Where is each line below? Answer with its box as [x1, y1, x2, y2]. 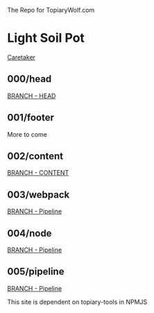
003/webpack [7, 189, 70, 201]
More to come [7, 130, 47, 138]
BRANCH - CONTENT [7, 169, 69, 177]
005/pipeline [7, 266, 65, 278]
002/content [7, 150, 64, 162]
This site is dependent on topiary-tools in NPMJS [7, 298, 148, 306]
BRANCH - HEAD [7, 92, 56, 100]
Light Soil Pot [7, 31, 85, 46]
